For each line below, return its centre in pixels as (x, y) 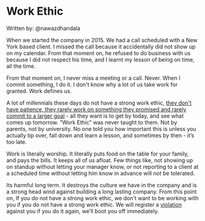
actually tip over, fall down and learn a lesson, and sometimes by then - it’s (100, 135)
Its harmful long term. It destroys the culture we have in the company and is (102, 185)
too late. (17, 141)
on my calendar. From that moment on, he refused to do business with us (99, 53)
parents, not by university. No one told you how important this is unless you (102, 129)
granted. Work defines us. (39, 91)
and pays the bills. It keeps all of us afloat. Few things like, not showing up (100, 160)
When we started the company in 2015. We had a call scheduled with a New (102, 40)
